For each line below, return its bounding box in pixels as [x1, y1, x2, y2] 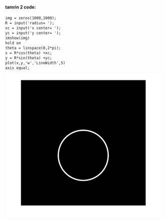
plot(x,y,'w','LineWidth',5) [5, 60, 66, 66]
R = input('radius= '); [5, 20, 55, 26]
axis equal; [5, 65, 30, 71]
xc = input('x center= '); [5, 25, 61, 31]
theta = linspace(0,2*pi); [5, 45, 61, 51]
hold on [5, 40, 21, 46]
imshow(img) [5, 35, 30, 41]
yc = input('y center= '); [5, 30, 61, 36]
